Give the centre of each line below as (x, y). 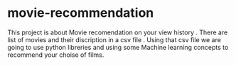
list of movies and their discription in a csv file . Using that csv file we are (114, 39)
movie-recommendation (81, 13)
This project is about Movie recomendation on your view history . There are (118, 32)
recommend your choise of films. (56, 55)
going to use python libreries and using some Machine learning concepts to (118, 47)
